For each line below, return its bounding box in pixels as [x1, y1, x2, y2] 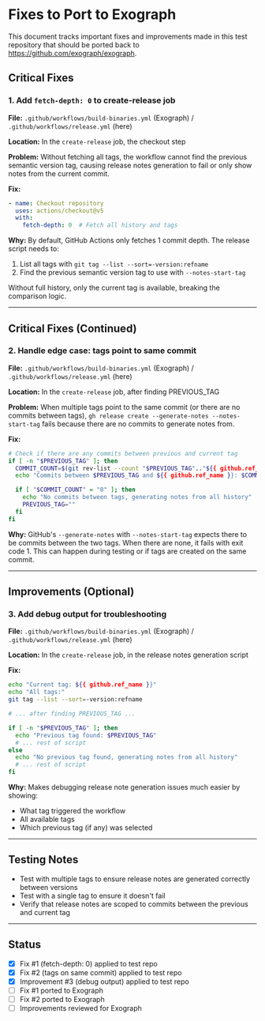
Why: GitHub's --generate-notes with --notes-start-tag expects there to [8, 529, 247, 539]
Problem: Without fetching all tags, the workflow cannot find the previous [8, 152, 247, 161]
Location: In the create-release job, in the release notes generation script [8, 650, 248, 660]
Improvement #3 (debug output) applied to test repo [19, 977, 189, 986]
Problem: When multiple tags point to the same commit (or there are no [8, 402, 241, 411]
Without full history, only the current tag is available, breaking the [8, 283, 221, 293]
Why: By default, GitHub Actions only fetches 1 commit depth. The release [8, 235, 250, 246]
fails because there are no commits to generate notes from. [42, 419, 235, 428]
